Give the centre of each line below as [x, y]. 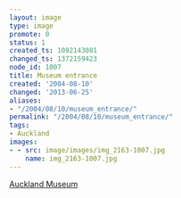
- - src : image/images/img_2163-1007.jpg [87, 150]
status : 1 [28, 42]
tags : [19, 126]
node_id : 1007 [36, 68]
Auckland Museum [44, 184]
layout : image [36, 17]
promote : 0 [29, 34]
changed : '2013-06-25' [51, 92]
